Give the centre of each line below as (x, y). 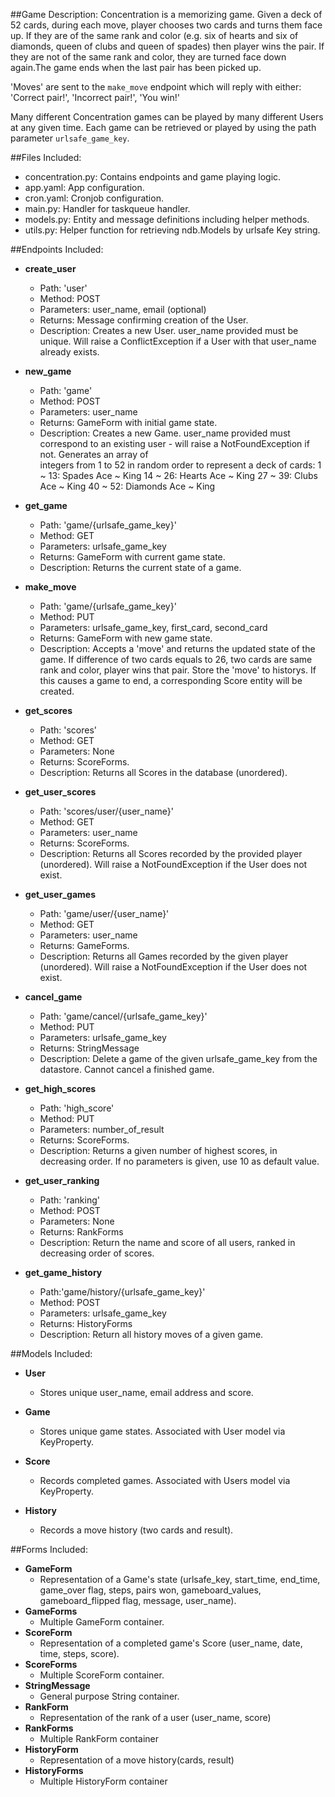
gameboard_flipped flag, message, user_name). (138, 1600)
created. (57, 691)
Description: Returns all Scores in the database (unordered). (163, 772)
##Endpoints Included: (57, 249)
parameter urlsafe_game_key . (70, 138)
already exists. (69, 352)
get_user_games (60, 894)
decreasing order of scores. (97, 1253)
